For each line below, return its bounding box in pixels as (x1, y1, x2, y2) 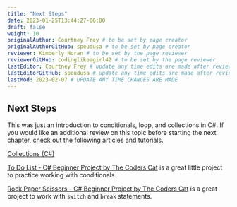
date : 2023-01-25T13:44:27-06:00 (7, 17, 106, 24)
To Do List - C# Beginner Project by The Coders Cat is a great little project (7, 163, 223, 172)
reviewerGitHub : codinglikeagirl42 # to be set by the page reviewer (7, 57, 217, 64)
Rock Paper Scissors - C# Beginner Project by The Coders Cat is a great (7, 184, 217, 193)
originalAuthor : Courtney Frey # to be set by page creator (7, 37, 188, 44)
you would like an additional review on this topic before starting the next (7, 129, 217, 137)
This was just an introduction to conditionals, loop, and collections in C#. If (7, 121, 224, 129)
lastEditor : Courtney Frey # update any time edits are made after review (7, 63, 232, 70)
